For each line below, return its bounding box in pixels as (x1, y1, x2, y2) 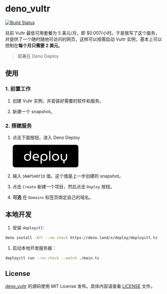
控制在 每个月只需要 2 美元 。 (5, 42, 63, 48)
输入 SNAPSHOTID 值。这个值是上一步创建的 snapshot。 (12, 173, 123, 179)
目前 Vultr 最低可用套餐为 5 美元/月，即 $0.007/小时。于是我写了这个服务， (5, 30, 160, 36)
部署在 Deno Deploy (17, 53, 59, 59)
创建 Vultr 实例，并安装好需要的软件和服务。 (12, 98, 104, 104)
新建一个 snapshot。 (12, 108, 55, 114)
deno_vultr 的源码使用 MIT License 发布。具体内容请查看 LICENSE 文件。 (5, 283, 155, 289)
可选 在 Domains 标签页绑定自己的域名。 (12, 194, 93, 200)
